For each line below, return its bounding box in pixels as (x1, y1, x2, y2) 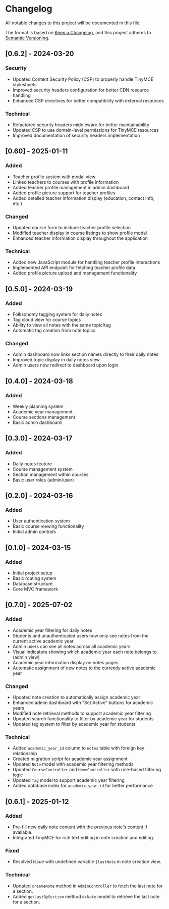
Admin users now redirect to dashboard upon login (12, 362, 119, 368)
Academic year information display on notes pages (12, 659, 119, 665)
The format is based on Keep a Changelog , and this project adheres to (5, 29, 151, 35)
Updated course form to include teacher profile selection (12, 224, 131, 230)
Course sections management (12, 414, 76, 420)
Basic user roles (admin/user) (12, 476, 74, 483)
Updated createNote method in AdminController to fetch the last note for (12, 883, 163, 889)
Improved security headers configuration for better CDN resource (12, 87, 149, 93)
